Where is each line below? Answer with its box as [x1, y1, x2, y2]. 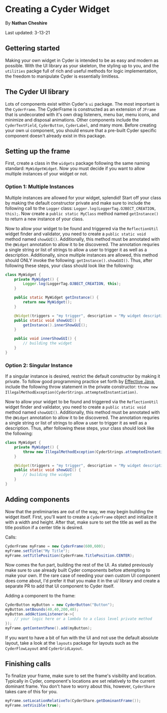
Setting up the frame [5, 147, 71, 155]
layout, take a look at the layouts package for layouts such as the [5, 640, 139, 646]
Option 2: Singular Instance [5, 362, 73, 369]
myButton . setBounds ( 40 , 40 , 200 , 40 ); [5, 607, 79, 612]
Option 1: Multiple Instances [5, 183, 74, 190]
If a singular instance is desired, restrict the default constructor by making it [5, 373, 161, 379]
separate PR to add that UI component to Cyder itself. [5, 583, 115, 589]
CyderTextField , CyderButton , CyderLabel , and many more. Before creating [5, 122, 157, 128]
